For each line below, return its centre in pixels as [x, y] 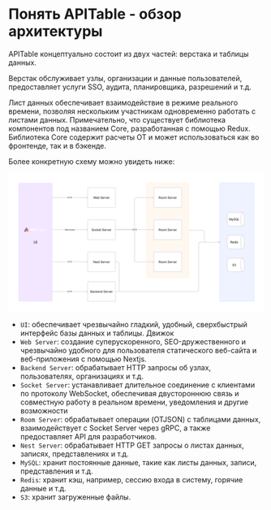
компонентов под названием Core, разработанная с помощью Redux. [130, 128]
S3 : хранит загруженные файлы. [75, 497]
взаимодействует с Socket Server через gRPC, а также [115, 428]
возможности [44, 410]
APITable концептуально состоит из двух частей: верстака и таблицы [129, 54]
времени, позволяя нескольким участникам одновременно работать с [132, 111]
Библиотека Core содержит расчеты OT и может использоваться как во [134, 137]
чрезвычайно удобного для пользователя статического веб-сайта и [138, 350]
